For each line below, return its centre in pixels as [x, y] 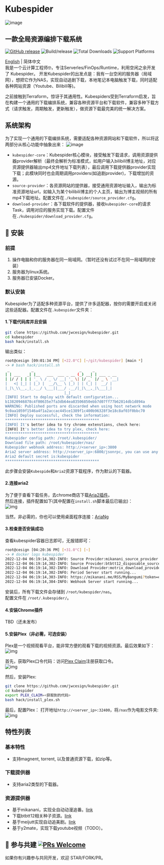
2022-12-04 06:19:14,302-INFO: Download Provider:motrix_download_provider [84, 568]
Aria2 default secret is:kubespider [42, 457]
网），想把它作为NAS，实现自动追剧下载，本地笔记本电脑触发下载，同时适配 [81, 80]
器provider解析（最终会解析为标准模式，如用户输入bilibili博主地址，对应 [84, 161]
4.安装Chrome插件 [24, 610]
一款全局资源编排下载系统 [43, 39]
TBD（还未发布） [22, 622]
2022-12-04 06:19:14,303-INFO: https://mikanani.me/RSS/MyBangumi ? [75, 577]
